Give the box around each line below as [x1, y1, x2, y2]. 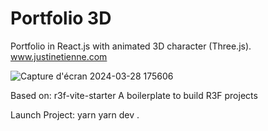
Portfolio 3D [10, 7, 112, 30]
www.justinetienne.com [10, 50, 108, 62]
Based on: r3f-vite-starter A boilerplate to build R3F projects [10, 89, 258, 101]
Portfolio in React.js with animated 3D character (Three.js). [10, 40, 252, 52]
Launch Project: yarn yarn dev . [10, 108, 140, 121]
